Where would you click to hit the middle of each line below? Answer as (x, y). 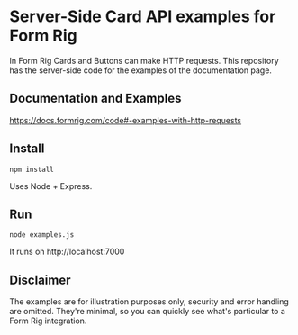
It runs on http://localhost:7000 (67, 252)
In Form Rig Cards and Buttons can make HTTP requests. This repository (144, 60)
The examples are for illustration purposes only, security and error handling (149, 302)
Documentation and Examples (95, 99)
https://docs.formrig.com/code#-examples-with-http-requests (125, 120)
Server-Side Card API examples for (143, 17)
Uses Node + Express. (51, 186)
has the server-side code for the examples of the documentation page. (141, 70)
